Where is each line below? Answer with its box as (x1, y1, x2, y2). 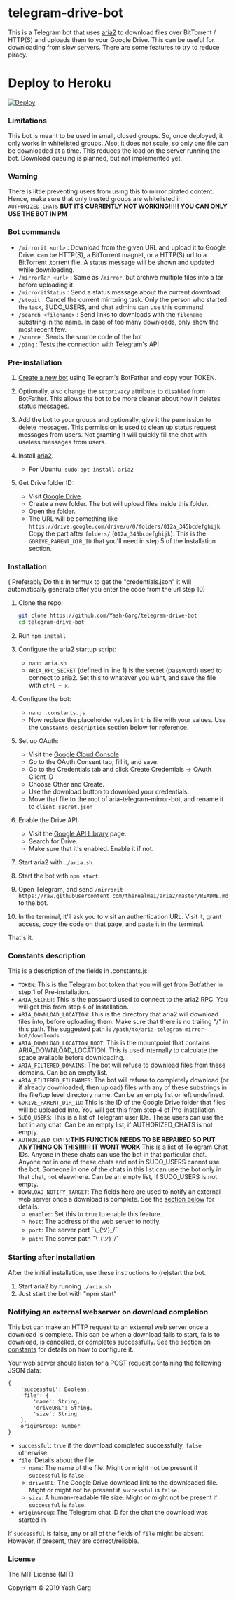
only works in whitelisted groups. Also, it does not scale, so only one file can (8, 139, 228, 148)
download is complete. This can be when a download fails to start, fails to (8, 1331, 220, 1338)
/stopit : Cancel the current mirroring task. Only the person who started (18, 295, 227, 304)
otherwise (18, 1449, 48, 1457)
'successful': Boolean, (20, 1386, 90, 1393)
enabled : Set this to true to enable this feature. (28, 1210, 163, 1218)
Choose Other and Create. (28, 780, 105, 789)
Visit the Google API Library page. (28, 829, 127, 838)
